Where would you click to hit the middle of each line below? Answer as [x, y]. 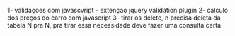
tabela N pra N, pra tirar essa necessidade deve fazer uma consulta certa [114, 25]
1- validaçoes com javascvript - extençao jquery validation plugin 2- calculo [118, 10]
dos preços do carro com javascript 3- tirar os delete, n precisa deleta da [114, 18]
